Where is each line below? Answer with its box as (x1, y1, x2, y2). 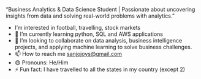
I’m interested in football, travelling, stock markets (14, 24, 141, 31)
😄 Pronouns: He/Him (14, 59, 69, 66)
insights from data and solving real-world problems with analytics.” (6, 12, 175, 19)
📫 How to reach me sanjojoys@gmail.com (14, 50, 123, 57)
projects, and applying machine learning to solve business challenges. (14, 43, 192, 50)
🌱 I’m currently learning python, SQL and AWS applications (14, 30, 164, 38)
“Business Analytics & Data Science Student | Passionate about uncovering (6, 6, 195, 13)
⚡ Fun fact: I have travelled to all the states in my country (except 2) (14, 66, 185, 73)
